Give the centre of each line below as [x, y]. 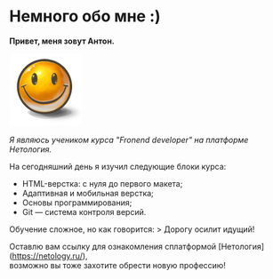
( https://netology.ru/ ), [48, 256]
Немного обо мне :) [85, 16]
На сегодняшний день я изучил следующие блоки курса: [118, 166]
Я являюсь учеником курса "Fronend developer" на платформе [129, 139]
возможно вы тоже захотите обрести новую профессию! [118, 265]
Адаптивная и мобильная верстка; [88, 193]
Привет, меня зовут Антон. [62, 41]
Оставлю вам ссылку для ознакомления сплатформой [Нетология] [137, 246]
